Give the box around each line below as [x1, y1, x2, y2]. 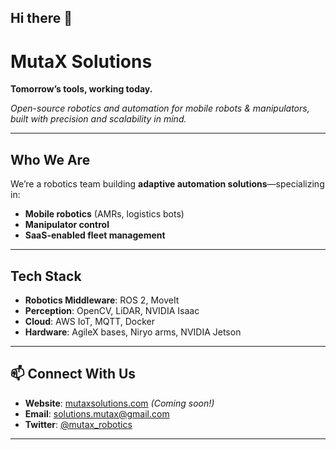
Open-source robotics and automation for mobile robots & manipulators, [10, 102, 310, 115]
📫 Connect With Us [10, 366, 137, 383]
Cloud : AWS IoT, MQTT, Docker [24, 315, 156, 327]
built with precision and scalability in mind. [10, 113, 187, 125]
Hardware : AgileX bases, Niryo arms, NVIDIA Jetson [24, 326, 242, 338]
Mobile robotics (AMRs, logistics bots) [24, 208, 185, 220]
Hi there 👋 [10, 10, 73, 27]
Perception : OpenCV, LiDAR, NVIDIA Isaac [24, 304, 200, 316]
